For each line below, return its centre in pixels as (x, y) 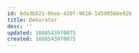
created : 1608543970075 (42, 39)
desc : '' (20, 26)
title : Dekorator (32, 20)
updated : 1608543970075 (42, 33)
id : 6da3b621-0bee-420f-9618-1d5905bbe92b (69, 13)
